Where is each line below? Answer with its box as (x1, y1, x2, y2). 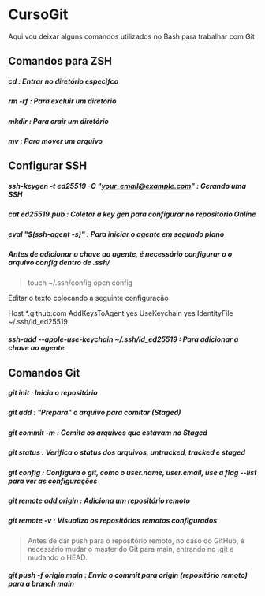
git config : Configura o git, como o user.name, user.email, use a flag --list (8, 467, 257, 477)
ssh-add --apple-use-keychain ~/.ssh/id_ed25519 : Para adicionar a (8, 335, 239, 344)
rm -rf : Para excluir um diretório (8, 96, 117, 106)
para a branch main (8, 579, 75, 589)
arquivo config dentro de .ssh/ (8, 258, 110, 268)
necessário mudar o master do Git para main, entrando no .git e (27, 544, 234, 553)
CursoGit (8, 6, 69, 24)
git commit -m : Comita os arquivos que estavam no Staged (8, 428, 207, 437)
